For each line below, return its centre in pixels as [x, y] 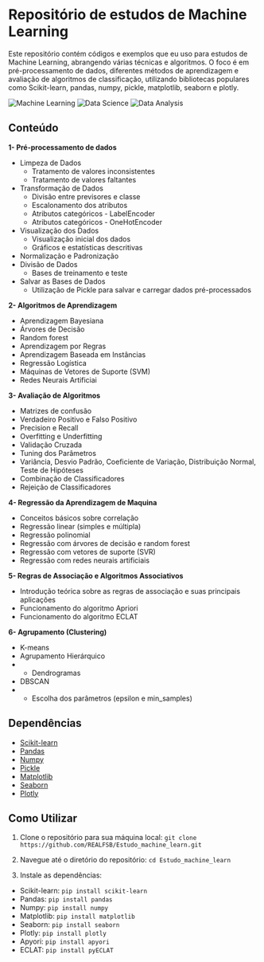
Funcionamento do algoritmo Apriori [79, 608]
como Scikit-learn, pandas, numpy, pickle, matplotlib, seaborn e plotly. [124, 87]
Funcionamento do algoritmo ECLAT [79, 616]
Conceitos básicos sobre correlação [79, 518]
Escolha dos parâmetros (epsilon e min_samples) [112, 698]
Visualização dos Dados [59, 230]
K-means [35, 647]
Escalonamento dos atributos [80, 205]
